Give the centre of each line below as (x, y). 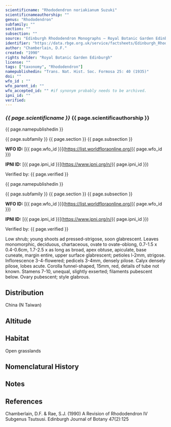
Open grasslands (23, 350)
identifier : (18, 43)
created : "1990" (22, 53)
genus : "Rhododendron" (29, 19)
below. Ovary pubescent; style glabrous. (48, 277)
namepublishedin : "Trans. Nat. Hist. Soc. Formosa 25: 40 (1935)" (77, 72)
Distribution (25, 293)
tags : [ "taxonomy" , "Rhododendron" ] (44, 67)
